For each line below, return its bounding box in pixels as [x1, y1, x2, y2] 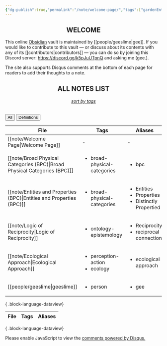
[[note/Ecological [7, 253, 48, 260]
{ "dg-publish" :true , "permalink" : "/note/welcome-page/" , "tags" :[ [5, 7, 141, 12]
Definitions [18, 115, 38, 120]
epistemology [90, 232, 123, 239]
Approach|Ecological [7, 259, 57, 266]
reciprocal [135, 228, 160, 235]
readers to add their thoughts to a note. [5, 70, 85, 76]
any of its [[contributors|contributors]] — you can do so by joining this [5, 49, 149, 55]
